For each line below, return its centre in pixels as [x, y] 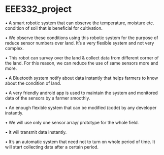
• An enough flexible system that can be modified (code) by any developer [81, 107]
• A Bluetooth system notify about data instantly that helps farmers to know [82, 78]
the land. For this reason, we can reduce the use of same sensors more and [82, 63]
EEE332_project [38, 9]
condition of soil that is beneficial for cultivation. [54, 28]
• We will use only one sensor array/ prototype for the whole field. [72, 122]
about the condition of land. [33, 83]
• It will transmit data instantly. [36, 132]
